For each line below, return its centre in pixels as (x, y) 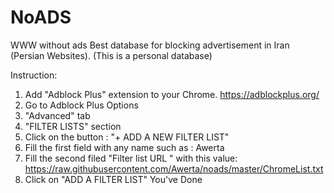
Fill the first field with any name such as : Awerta (124, 147)
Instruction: (34, 75)
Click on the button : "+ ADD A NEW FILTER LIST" (127, 137)
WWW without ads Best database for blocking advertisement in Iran (150, 45)
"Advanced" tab (57, 115)
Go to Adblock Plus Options (81, 105)
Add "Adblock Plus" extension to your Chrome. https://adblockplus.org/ (172, 94)
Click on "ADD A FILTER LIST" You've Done (113, 179)
